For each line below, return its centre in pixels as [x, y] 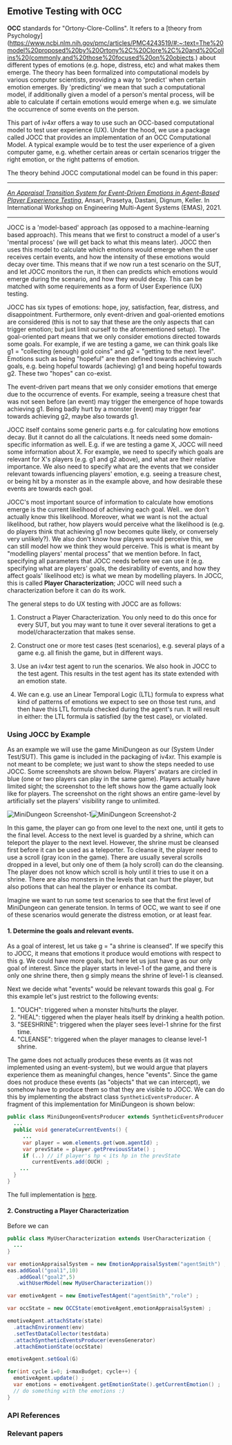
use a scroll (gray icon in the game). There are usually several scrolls [105, 857]
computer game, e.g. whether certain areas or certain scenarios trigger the [114, 152]
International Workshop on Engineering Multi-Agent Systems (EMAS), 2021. [115, 207]
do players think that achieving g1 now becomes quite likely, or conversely [113, 531]
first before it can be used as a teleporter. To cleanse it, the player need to [113, 850]
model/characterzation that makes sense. [76, 632]
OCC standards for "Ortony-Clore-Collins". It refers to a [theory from [105, 28]
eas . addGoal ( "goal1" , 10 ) [43, 1270]
